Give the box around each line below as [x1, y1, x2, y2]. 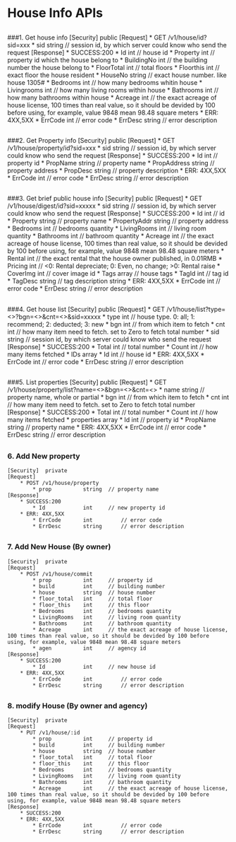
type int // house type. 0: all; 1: [106, 312, 195, 321]
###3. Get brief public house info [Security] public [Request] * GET [7, 194, 203, 203]
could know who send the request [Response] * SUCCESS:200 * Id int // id [7, 209, 225, 218]
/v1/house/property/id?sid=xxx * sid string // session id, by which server [7, 144, 217, 152]
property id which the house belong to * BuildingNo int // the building [7, 55, 208, 64]
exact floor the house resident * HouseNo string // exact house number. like [7, 71, 227, 79]
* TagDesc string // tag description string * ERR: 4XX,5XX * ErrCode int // [7, 277, 221, 286]
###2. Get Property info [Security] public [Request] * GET [7, 136, 175, 144]
